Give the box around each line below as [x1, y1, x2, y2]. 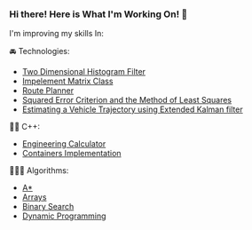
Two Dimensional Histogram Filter [21, 67, 146, 77]
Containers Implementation [21, 148, 122, 159]
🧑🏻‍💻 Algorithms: [9, 165, 69, 176]
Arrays [21, 192, 47, 202]
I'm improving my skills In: [9, 28, 105, 39]
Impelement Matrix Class [21, 75, 114, 87]
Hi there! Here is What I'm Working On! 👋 [9, 8, 188, 20]
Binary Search [21, 202, 75, 212]
